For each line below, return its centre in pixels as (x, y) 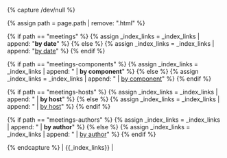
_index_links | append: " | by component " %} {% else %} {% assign (103, 71)
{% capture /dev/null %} (41, 10)
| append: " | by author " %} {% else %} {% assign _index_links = (99, 127)
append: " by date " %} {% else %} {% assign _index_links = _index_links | (111, 43)
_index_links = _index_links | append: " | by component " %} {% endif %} (109, 79)
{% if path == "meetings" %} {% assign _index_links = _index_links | (104, 36)
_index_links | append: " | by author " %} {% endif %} (82, 134)
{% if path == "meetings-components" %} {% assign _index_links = (103, 64)
